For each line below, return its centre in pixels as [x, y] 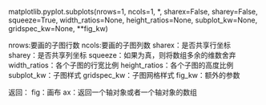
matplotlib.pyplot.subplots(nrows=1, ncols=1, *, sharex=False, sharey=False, [133, 12]
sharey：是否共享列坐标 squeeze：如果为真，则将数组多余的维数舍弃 [122, 55]
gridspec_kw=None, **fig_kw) [58, 28]
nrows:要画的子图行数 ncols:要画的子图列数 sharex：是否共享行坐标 [119, 45]
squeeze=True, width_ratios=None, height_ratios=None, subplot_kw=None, [133, 20]
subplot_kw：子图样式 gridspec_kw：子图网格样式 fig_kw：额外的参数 [124, 75]
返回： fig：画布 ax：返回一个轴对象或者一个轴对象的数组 [103, 92]
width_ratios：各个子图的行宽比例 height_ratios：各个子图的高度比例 [121, 65]
